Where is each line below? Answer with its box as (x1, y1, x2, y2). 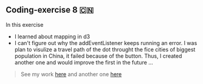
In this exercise (5, 21, 44, 28)
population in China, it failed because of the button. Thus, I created (14, 52, 182, 60)
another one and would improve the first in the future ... (14, 58, 153, 66)
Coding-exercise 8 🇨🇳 (5, 5, 94, 15)
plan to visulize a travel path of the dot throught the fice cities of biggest (14, 46, 196, 53)
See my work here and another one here (20, 70, 122, 78)
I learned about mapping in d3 (14, 33, 91, 40)
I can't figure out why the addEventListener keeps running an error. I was (14, 39, 198, 46)
